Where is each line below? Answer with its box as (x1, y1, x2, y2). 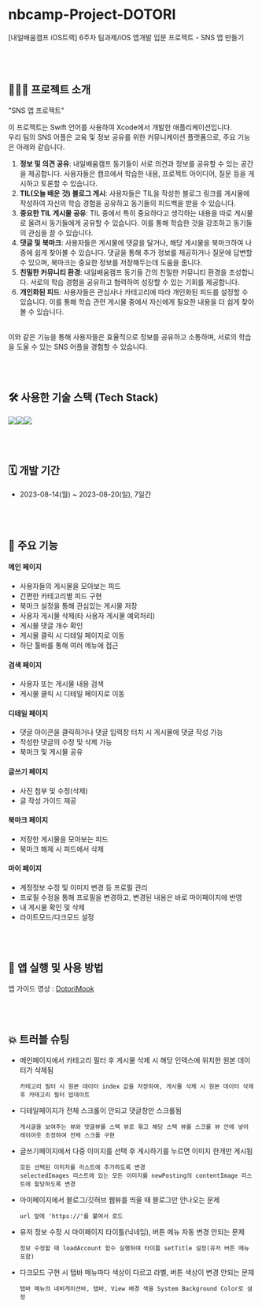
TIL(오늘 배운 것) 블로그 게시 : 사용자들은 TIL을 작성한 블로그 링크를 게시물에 (19, 188, 250, 198)
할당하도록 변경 (34, 1180, 76, 1188)
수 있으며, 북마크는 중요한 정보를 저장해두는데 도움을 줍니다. (19, 257, 203, 267)
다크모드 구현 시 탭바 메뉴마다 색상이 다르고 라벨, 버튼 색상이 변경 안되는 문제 (19, 1267, 255, 1276)
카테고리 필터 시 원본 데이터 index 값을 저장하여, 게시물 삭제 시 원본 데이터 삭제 (19, 1082, 254, 1090)
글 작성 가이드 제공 (19, 796, 77, 805)
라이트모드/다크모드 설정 (19, 912, 94, 921)
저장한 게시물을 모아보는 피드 (19, 834, 109, 844)
